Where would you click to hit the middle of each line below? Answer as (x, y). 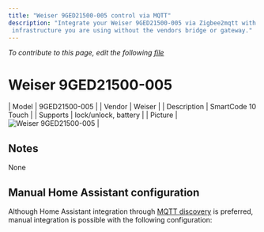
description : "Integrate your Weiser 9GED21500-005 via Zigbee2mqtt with (132, 23)
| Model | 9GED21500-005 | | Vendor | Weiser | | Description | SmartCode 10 (132, 107)
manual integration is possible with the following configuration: (110, 219)
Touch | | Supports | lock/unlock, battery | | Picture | (93, 115)
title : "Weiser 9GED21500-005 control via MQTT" (90, 15)
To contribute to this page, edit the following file (86, 53)
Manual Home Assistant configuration (104, 192)
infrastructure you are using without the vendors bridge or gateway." (132, 30)
